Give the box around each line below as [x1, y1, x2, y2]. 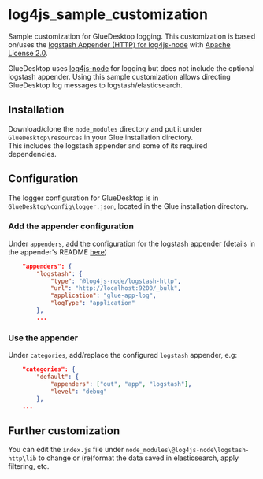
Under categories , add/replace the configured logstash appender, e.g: [8, 351, 238, 360]
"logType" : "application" [50, 299, 135, 307]
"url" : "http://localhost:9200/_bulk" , [50, 284, 181, 292]
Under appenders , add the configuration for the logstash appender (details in [8, 239, 256, 248]
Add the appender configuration [8, 221, 134, 232]
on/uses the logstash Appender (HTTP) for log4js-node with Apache [8, 39, 231, 49]
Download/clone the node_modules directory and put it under [8, 124, 203, 133]
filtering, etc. [8, 462, 50, 471]
